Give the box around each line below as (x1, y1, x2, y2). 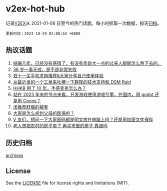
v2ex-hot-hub (5, 3, 65, 14)
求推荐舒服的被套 (12, 103, 48, 110)
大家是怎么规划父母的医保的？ (12, 110, 74, 116)
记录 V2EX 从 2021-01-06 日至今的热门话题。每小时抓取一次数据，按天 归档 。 (5, 20, 162, 26)
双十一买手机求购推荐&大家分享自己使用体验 (12, 72, 104, 78)
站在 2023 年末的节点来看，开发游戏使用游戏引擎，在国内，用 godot (12, 91, 154, 97)
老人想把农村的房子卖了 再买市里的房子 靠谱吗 (12, 122, 108, 128)
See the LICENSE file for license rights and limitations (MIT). (5, 180, 129, 186)
